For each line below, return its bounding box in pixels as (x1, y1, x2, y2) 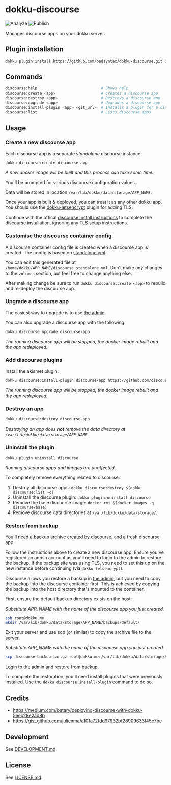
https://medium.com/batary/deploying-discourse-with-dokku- (12, 707, 143, 713)
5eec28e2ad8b (12, 712, 45, 718)
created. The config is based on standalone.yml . (5, 249, 107, 255)
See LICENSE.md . (5, 774, 43, 780)
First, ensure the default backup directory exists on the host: (5, 596, 132, 602)
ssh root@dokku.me (5, 615, 44, 621)
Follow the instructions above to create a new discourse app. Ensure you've (5, 549, 164, 555)
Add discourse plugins (5, 356, 63, 364)
